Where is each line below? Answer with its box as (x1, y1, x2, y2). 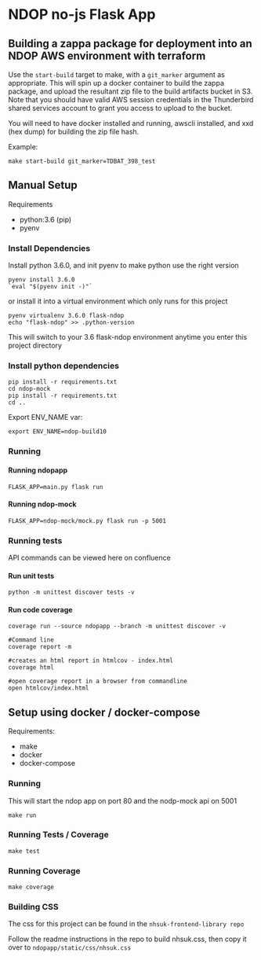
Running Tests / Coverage (8, 829, 109, 840)
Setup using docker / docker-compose (8, 705, 201, 719)
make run (8, 811, 37, 819)
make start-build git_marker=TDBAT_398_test (8, 157, 156, 165)
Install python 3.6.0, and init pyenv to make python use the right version (8, 261, 239, 270)
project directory (8, 340, 63, 351)
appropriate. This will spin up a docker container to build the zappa (8, 79, 225, 87)
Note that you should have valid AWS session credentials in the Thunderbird (8, 95, 254, 104)
